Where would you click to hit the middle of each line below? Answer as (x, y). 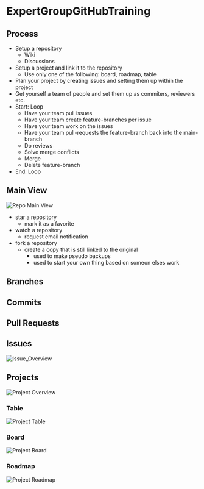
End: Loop (28, 171)
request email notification (56, 237)
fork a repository (36, 243)
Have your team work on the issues (69, 126)
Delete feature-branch (52, 165)
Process (22, 34)
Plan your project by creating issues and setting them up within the (99, 81)
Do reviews (38, 145)
